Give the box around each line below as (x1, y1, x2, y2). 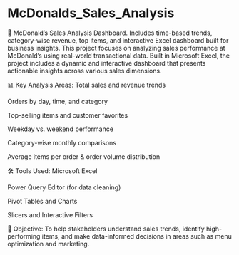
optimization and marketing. (7, 239, 90, 248)
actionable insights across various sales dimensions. (7, 66, 162, 75)
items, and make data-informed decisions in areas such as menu (41, 231, 232, 240)
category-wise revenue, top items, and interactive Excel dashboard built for (7, 36, 229, 44)
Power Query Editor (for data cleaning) (7, 183, 121, 192)
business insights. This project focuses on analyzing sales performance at (7, 43, 226, 52)
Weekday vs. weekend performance (7, 125, 114, 133)
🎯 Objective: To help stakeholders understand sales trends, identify (7, 224, 205, 233)
